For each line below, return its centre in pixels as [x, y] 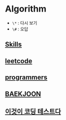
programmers [26, 78]
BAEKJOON [23, 94]
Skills [13, 45]
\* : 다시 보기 [25, 23]
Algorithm [26, 9]
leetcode [19, 61]
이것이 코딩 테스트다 [33, 112]
